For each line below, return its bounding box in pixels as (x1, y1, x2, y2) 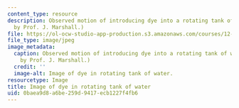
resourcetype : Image (7, 76, 69, 84)
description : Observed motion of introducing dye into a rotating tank (7, 17, 224, 24)
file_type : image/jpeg (7, 37, 75, 44)
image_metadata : (7, 43, 55, 50)
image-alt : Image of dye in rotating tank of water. (14, 70, 174, 77)
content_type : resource (7, 10, 78, 18)
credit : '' (14, 63, 46, 70)
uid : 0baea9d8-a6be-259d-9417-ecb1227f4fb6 (7, 90, 139, 97)
